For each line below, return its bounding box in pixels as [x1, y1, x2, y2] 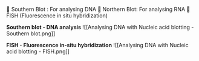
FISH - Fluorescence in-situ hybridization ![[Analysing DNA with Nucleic [6, 42, 189, 48]
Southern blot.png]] [6, 30, 56, 37]
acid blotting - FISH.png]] [6, 48, 70, 55]
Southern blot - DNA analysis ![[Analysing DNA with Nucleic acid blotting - [6, 24, 194, 30]
